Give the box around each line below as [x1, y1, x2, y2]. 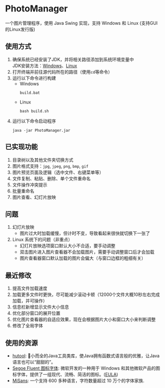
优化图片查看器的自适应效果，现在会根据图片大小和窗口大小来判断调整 [12, 316, 156, 322]
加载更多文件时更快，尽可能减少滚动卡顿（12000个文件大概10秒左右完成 [12, 291, 160, 297]
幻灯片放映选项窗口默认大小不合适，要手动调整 [19, 243, 115, 249]
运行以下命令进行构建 [12, 75, 56, 81]
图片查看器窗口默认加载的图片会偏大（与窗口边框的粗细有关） [19, 255, 146, 261]
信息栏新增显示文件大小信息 [12, 304, 69, 310]
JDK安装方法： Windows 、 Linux [12, 63, 77, 69]
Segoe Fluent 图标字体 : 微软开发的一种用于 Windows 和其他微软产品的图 [12, 365, 160, 371]
